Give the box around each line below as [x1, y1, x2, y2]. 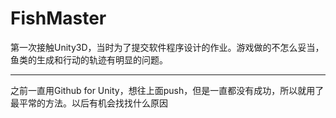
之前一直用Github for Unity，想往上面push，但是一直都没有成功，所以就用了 [10, 84, 325, 96]
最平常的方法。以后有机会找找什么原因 [10, 97, 168, 109]
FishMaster [10, 7, 107, 30]
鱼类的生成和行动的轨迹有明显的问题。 [10, 53, 168, 66]
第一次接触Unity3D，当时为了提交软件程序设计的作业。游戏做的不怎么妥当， [10, 41, 325, 53]
